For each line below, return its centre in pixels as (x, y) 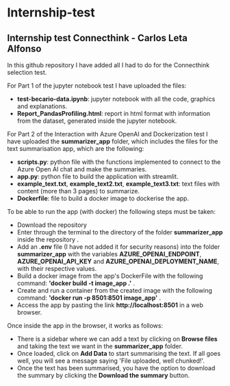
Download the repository (52, 225)
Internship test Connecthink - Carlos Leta (98, 38)
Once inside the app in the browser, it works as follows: (85, 326)
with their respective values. (57, 268)
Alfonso (24, 48)
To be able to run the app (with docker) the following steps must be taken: (111, 212)
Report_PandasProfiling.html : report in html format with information (114, 113)
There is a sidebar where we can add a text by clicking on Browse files (117, 339)
